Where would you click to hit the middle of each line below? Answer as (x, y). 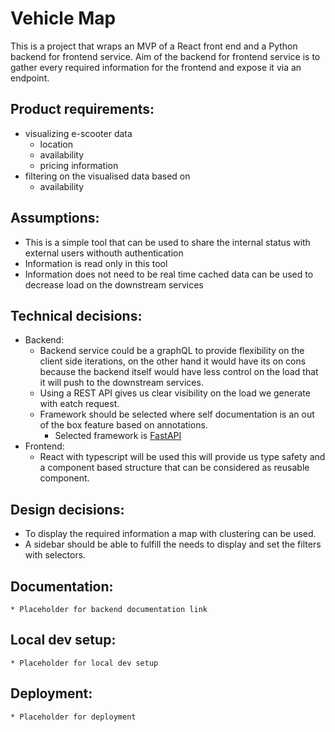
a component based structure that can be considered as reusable (174, 468)
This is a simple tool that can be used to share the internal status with (167, 242)
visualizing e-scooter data (78, 133)
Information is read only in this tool (96, 263)
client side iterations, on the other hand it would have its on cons (173, 361)
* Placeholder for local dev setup (84, 663)
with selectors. (55, 555)
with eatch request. (79, 404)
